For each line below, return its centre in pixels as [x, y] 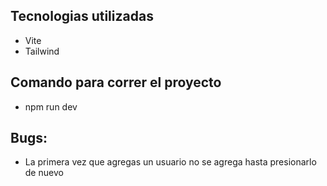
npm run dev [51, 106]
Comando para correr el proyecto [116, 82]
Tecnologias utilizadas [82, 16]
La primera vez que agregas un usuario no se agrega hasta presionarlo [170, 162]
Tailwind [42, 51]
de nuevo [44, 173]
